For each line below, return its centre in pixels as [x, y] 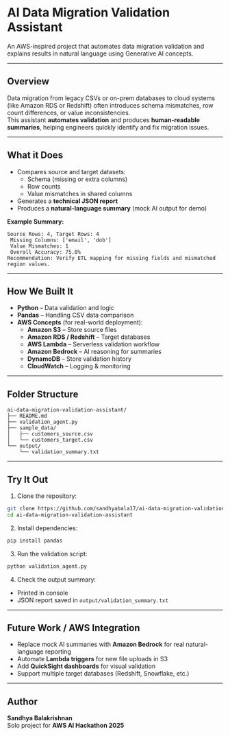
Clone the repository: [47, 496]
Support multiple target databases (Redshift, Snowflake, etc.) [103, 674]
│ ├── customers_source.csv [50, 434]
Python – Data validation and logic [65, 308]
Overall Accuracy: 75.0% [45, 252]
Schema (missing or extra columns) [77, 179]
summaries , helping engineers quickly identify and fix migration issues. [108, 127]
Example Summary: [36, 222]
